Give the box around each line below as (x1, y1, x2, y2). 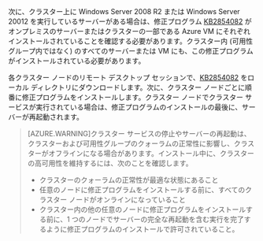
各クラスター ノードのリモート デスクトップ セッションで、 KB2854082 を (8, 73, 248, 82)
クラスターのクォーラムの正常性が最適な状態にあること (39, 176, 219, 184)
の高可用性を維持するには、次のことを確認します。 (27, 158, 193, 168)
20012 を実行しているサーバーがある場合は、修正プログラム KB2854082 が (8, 17, 252, 26)
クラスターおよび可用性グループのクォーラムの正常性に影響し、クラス (27, 139, 254, 148)
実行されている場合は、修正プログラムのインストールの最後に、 (35, 102, 243, 112)
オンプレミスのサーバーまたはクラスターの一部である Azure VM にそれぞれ (8, 27, 250, 35)
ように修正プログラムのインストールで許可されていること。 (46, 224, 239, 234)
